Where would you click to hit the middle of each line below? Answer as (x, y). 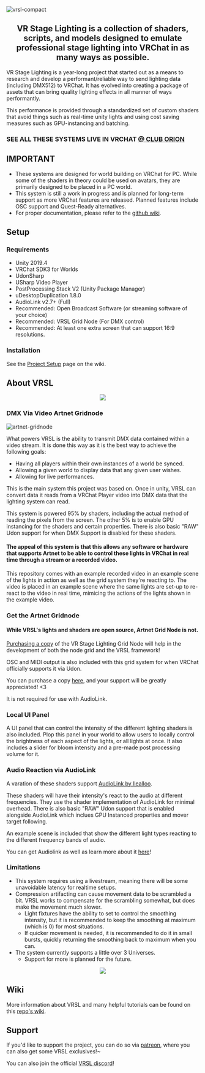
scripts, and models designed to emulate (103, 38)
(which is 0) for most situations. (64, 926)
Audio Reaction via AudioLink (51, 770)
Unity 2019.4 (31, 263)
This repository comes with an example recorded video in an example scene (102, 573)
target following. (27, 821)
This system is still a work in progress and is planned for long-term (99, 193)
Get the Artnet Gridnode (43, 615)
